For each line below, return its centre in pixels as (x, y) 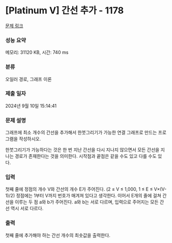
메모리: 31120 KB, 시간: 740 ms (37, 52)
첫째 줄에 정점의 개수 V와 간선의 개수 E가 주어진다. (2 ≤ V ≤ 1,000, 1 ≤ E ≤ (79, 189)
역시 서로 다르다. (27, 209)
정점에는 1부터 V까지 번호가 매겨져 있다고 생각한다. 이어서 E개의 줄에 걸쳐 (89, 196)
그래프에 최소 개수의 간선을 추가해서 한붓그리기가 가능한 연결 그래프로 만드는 (81, 133)
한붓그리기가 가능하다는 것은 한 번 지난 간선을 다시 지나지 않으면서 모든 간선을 (82, 150)
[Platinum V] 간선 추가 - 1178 (64, 11)
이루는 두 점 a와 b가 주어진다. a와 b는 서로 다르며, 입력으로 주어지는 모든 (87, 202)
